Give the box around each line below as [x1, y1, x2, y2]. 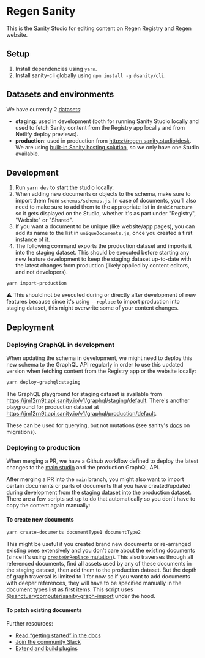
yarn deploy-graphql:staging [6, 379, 81, 385]
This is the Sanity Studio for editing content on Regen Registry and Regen [6, 24, 192, 32]
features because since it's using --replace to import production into [6, 298, 181, 305]
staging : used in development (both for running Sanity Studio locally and [15, 118, 199, 125]
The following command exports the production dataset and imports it [15, 242, 192, 250]
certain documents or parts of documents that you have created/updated [6, 482, 191, 490]
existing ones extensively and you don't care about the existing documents [6, 547, 195, 555]
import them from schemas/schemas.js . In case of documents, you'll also [15, 197, 197, 204]
